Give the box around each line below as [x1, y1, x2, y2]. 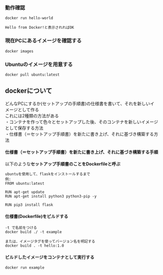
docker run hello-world [5, 16, 54, 20]
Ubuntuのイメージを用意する [5, 61, 73, 68]
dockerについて [5, 87, 53, 95]
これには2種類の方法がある [5, 113, 59, 118]
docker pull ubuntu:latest [5, 72, 60, 77]
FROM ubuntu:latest [5, 181, 45, 186]
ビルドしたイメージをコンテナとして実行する [5, 254, 95, 260]
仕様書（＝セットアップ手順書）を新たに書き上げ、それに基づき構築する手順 [5, 149, 159, 155]
